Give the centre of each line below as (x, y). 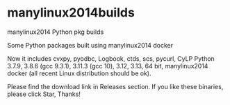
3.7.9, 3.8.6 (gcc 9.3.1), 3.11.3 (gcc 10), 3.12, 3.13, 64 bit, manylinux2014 (108, 66)
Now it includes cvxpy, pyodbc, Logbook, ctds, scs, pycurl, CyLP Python (111, 58)
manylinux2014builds (71, 13)
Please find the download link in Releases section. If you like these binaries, (115, 86)
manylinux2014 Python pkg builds (56, 32)
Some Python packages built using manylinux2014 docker (90, 45)
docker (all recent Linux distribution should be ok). (79, 73)
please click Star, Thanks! (44, 94)
